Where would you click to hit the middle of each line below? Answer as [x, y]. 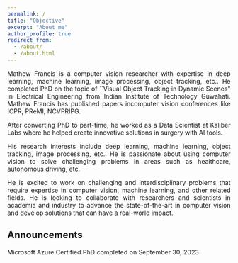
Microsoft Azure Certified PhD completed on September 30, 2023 [103, 252]
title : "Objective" [36, 21]
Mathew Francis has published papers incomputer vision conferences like [119, 103]
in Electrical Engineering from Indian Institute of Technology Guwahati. [119, 96]
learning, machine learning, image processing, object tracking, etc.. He [119, 81]
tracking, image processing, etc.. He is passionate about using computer [119, 154]
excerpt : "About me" [38, 27]
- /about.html [34, 54]
